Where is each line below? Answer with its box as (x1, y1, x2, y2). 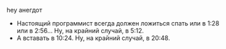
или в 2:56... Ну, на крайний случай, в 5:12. (16, 27, 144, 35)
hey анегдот (6, 6, 43, 14)
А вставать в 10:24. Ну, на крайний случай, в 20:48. (16, 34, 170, 42)
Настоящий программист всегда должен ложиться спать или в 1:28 (16, 19, 220, 27)
